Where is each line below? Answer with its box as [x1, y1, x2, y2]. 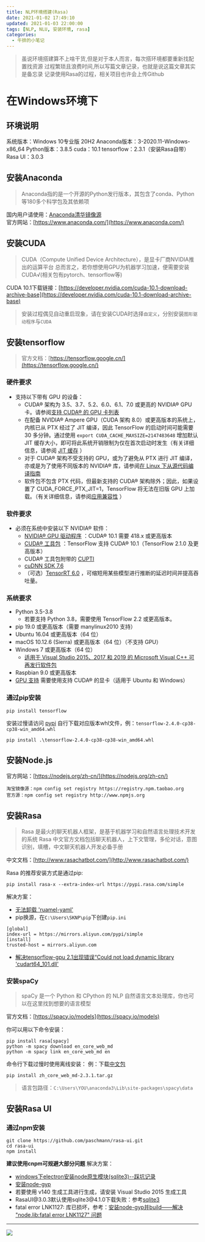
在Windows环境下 [6, 94, 98, 108]
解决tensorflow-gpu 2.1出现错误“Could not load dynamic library [15, 953, 174, 961]
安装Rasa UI [6, 1104, 52, 1114]
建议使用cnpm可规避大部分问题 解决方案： [6, 1160, 114, 1167]
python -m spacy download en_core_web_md [6, 1043, 113, 1050]
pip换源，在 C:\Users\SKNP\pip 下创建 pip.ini [15, 914, 127, 921]
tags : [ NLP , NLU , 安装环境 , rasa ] [6, 26, 90, 32]
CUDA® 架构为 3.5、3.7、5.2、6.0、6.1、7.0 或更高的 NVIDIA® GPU [24, 401, 192, 408]
